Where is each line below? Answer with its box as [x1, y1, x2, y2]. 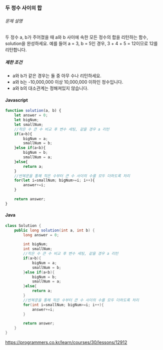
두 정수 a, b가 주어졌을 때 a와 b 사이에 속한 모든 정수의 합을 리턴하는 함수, [5, 34, 148, 41]
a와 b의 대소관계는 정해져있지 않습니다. [12, 85, 89, 91]
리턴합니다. [5, 47, 27, 53]
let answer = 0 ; [14, 113, 48, 118]
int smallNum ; [23, 246, 52, 251]
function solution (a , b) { [5, 108, 61, 113]
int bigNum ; [23, 242, 48, 247]
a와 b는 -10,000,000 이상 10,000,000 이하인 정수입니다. [12, 79, 123, 85]
